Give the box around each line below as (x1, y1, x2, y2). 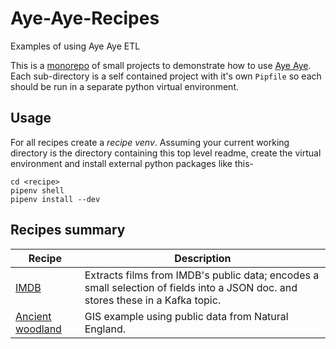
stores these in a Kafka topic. (84, 293, 222, 307)
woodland (15, 322, 62, 336)
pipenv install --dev (10, 194, 101, 204)
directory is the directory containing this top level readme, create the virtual (10, 147, 322, 159)
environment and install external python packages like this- (10, 157, 254, 169)
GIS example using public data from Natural (84, 309, 289, 323)
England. (84, 322, 127, 336)
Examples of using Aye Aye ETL (10, 40, 141, 52)
